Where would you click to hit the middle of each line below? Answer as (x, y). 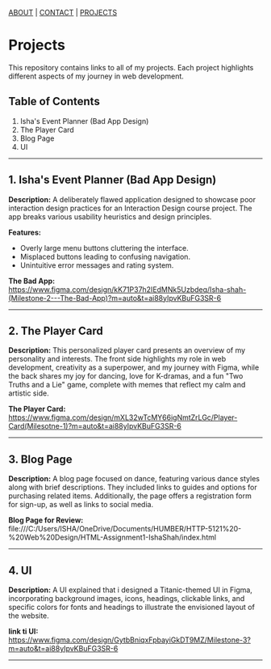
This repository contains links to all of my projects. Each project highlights (131, 67)
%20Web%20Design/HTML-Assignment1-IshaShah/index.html (112, 537)
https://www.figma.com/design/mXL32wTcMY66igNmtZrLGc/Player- (123, 417)
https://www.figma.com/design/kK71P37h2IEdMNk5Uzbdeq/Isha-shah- (127, 289)
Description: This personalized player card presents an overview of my (127, 350)
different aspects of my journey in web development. (96, 76)
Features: (25, 232)
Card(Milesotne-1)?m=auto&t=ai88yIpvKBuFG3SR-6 (95, 426)
